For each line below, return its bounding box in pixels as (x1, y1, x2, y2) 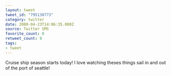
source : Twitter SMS (5, 27, 50, 32)
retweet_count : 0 (5, 36, 42, 41)
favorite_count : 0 (5, 31, 44, 36)
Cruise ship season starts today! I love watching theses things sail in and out (5, 59, 166, 65)
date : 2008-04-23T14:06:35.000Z (5, 21, 74, 27)
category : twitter (5, 17, 44, 22)
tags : (5, 41, 17, 46)
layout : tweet (5, 7, 36, 13)
